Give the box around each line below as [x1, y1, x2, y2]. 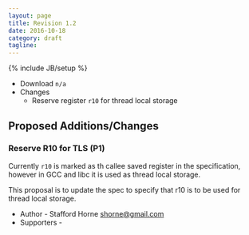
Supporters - [19, 217, 62, 227]
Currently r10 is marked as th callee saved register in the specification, [8, 161, 241, 170]
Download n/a [19, 79, 66, 89]
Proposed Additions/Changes [8, 119, 160, 133]
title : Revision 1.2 [8, 19, 77, 27]
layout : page [8, 11, 52, 20]
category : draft [8, 34, 62, 42]
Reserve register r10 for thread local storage [31, 96, 178, 106]
